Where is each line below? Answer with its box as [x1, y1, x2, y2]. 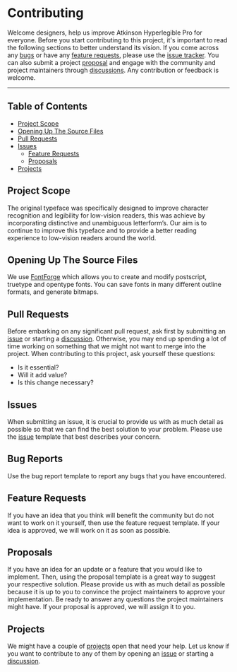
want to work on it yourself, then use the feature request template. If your [7, 518, 220, 527]
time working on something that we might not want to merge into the [7, 342, 207, 350]
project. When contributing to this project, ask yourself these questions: [7, 350, 217, 358]
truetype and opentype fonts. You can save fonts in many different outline [7, 281, 222, 289]
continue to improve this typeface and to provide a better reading [7, 226, 197, 235]
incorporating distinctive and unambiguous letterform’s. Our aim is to [7, 218, 207, 227]
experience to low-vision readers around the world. [7, 233, 157, 242]
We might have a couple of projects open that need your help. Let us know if [7, 642, 230, 651]
